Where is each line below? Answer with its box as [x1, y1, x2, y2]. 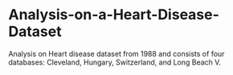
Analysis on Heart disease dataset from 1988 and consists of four [8, 49, 225, 58]
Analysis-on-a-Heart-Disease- [8, 6, 219, 24]
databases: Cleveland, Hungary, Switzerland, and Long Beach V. [8, 57, 222, 67]
